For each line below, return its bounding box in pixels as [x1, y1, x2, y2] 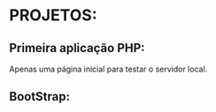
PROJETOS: [9, 5, 97, 26]
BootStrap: [9, 89, 71, 104]
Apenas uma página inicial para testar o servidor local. [9, 63, 208, 74]
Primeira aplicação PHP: [9, 41, 145, 56]
